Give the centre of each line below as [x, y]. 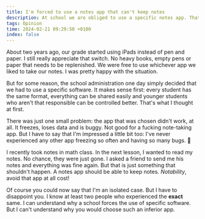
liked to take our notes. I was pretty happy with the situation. [82, 71]
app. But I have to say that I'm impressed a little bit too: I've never [88, 134]
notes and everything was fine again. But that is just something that [91, 165]
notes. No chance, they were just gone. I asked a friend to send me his [95, 159]
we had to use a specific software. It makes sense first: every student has [99, 90]
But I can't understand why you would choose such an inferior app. [91, 210]
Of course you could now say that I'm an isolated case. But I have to [92, 190]
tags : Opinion [24, 23]
